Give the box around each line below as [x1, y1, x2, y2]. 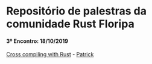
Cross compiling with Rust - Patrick [6, 51, 94, 58]
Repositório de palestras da [6, 4, 147, 18]
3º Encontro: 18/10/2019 [6, 37, 68, 45]
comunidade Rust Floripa [6, 17, 135, 31]
